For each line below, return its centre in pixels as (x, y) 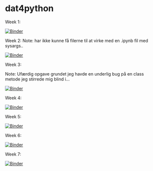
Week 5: (13, 116)
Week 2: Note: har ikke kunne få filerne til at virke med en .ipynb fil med (76, 40)
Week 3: (13, 64)
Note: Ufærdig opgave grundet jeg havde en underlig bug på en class (75, 74)
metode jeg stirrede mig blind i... (37, 79)
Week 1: (13, 22)
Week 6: (13, 135)
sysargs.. (14, 46)
